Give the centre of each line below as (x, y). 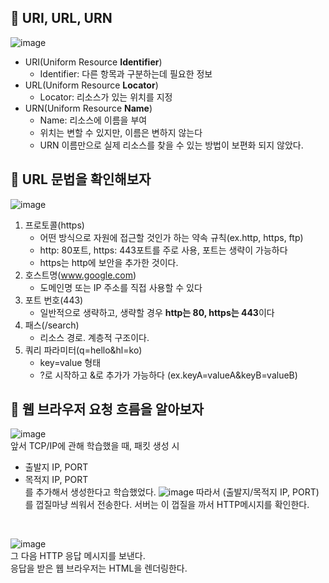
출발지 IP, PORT (56, 467)
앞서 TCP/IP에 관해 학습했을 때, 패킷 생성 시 (95, 446)
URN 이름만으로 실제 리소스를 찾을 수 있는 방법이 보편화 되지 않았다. (171, 145)
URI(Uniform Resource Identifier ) (93, 62)
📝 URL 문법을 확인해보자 (81, 179)
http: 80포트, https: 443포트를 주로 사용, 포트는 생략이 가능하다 (163, 250)
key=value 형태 (70, 362)
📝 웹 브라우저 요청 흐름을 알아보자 (107, 409)
